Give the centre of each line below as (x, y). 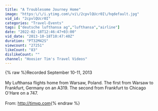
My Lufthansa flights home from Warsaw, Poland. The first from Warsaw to (79, 83)
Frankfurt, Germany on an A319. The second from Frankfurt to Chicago (76, 88)
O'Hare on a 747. (22, 93)
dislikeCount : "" (22, 54)
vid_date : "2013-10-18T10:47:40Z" (40, 37)
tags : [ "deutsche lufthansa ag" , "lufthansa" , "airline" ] (62, 28)
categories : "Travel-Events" (34, 23)
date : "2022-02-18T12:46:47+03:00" (41, 32)
